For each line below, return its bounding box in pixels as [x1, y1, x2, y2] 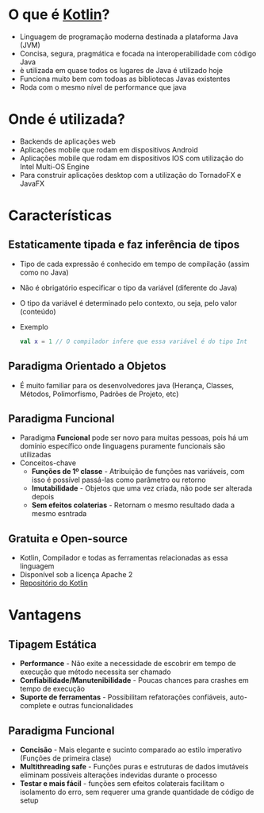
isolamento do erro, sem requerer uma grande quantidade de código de [19, 788, 254, 796]
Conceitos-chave [19, 458, 77, 468]
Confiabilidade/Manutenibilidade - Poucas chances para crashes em [19, 676, 250, 685]
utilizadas [19, 450, 52, 460]
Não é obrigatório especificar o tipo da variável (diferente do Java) [19, 283, 238, 292]
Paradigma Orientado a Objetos [8, 360, 166, 373]
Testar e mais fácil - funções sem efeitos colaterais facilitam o [19, 779, 224, 788]
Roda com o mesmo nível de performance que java [19, 82, 187, 92]
